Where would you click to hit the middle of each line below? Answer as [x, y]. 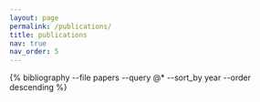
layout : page [34, 18]
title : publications [49, 35]
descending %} [39, 87]
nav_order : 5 [34, 52]
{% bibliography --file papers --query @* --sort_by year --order [130, 77]
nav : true [28, 43]
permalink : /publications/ [61, 26]
